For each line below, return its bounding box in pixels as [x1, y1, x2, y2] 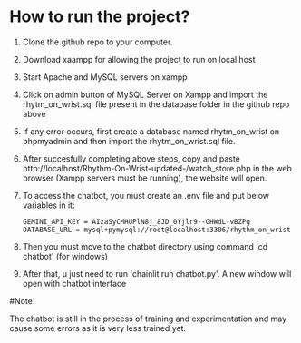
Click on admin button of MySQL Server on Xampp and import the [22, 89, 268, 100]
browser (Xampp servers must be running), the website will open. [22, 172, 267, 183]
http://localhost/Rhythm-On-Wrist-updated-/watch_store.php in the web [22, 162, 293, 173]
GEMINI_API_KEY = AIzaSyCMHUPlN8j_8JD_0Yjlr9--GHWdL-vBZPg [22, 217, 251, 226]
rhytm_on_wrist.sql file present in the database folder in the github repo [22, 98, 290, 110]
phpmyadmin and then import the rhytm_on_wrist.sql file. [22, 135, 236, 146]
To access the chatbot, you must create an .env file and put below [22, 190, 270, 201]
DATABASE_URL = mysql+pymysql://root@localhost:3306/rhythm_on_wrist [22, 225, 292, 234]
